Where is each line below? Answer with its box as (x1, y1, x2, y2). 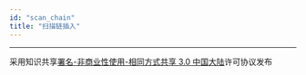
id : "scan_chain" (9, 13, 76, 23)
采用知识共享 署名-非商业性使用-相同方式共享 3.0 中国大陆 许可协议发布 (9, 56, 273, 67)
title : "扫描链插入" (9, 22, 80, 31)
